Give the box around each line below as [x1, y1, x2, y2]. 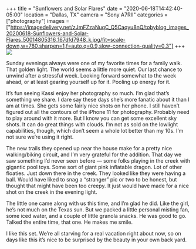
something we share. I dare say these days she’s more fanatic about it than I [6, 96, 190, 103]
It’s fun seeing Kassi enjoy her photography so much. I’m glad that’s [6, 90, 170, 96]
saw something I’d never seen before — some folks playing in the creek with [6, 157, 191, 164]
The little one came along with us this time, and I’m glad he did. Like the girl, [6, 200, 190, 207]
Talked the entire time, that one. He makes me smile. [6, 218, 133, 226]
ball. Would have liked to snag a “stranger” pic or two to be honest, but [6, 176, 177, 183]
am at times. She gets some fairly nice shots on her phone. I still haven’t [6, 102, 180, 109]
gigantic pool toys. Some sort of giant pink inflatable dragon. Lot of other [6, 164, 183, 170]
